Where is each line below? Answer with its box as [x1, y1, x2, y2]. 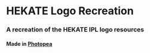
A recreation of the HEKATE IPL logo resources [6, 26, 145, 34]
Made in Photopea [6, 40, 53, 47]
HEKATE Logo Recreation [6, 4, 134, 18]
